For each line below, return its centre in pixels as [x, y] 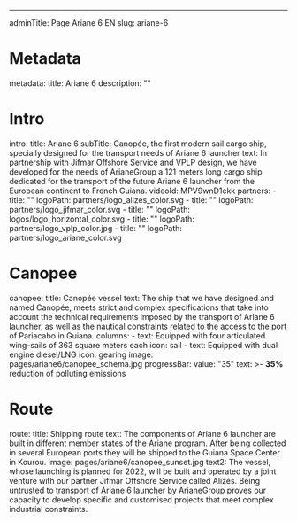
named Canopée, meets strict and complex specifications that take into [139, 307]
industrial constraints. [49, 509]
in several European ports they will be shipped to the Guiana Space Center [145, 452]
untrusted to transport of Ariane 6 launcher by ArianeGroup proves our [138, 490]
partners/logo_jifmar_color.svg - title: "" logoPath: [100, 209]
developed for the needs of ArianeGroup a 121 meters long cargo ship [136, 171]
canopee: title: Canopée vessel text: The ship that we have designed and [141, 298]
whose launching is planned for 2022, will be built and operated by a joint [143, 471]
